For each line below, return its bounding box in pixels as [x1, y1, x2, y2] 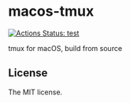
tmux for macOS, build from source [8, 43, 123, 53]
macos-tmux [8, 2, 95, 20]
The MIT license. [8, 87, 63, 97]
